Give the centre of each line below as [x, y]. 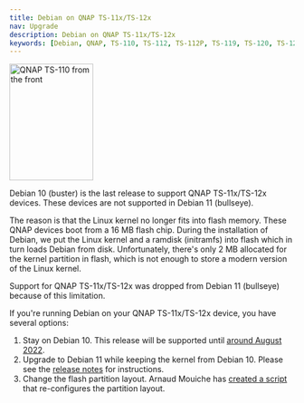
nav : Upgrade [34, 26]
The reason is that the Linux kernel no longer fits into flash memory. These [148, 221]
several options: [39, 323]
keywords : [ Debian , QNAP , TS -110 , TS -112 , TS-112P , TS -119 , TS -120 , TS [147, 43]
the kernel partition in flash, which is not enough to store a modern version [148, 259]
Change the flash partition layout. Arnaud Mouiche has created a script [155, 379]
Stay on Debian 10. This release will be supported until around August [152, 341]
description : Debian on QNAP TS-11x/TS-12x [93, 34]
